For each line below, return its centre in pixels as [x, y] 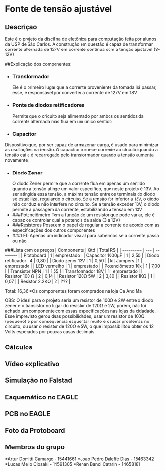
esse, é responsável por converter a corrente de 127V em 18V [75, 93]
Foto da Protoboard [35, 431]
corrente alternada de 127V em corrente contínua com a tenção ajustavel [79, 49]
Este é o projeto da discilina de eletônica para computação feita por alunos [81, 39]
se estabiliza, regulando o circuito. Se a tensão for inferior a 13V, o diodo [85, 199]
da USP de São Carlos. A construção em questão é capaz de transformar [79, 44]
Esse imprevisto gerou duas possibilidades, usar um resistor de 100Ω [75, 316]
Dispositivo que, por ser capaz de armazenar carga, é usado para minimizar [82, 144]
